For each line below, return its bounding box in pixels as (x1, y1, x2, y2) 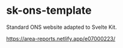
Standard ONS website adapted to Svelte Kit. (6, 23, 117, 31)
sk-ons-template (6, 4, 92, 17)
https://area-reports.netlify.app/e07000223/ (6, 35, 116, 42)
